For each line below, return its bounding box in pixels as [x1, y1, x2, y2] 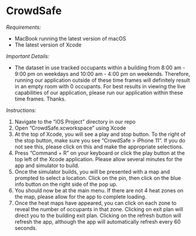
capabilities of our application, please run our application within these [14, 89, 183, 96]
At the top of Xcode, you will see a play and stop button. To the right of [14, 131, 186, 138]
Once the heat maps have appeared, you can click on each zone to [14, 199, 177, 207]
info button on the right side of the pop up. [14, 181, 118, 188]
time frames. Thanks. [14, 95, 66, 102]
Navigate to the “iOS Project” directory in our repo [14, 118, 136, 125]
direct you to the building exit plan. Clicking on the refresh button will [14, 212, 181, 219]
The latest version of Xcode [14, 41, 82, 48]
